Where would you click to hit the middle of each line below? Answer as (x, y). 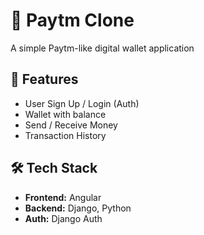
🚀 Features (44, 79)
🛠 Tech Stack (54, 168)
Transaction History (65, 135)
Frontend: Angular (63, 197)
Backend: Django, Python (78, 208)
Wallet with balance (65, 114)
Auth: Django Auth (63, 218)
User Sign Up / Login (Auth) (82, 103)
